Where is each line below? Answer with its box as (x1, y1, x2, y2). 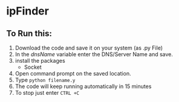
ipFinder (6, 4, 50, 18)
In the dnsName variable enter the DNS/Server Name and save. (15, 51, 174, 58)
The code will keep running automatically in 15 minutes (15, 83, 152, 90)
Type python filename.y (15, 77, 76, 83)
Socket (24, 63, 42, 71)
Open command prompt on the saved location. (15, 70, 131, 77)
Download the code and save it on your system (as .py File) (15, 44, 163, 51)
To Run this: (6, 28, 53, 39)
